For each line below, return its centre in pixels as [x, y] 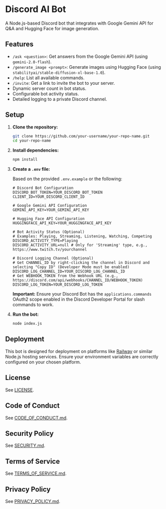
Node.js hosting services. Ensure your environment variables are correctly [82, 356]
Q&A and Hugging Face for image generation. [52, 28]
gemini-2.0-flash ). [32, 62]
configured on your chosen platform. [43, 362]
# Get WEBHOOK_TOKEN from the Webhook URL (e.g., [65, 276]
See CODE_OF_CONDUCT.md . [36, 418]
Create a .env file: [31, 169]
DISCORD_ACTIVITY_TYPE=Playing [45, 241]
